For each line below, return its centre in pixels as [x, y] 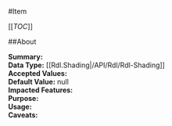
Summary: [25, 57]
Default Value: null [38, 82]
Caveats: [23, 115]
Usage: [20, 106]
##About [22, 41]
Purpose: [23, 98]
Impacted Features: [40, 90]
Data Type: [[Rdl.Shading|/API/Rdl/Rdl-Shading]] [87, 65]
